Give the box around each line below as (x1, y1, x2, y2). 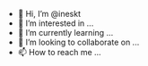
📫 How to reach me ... (17, 47, 101, 57)
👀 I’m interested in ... (17, 18, 94, 29)
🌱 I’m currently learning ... (17, 28, 114, 37)
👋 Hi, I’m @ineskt (17, 9, 82, 19)
